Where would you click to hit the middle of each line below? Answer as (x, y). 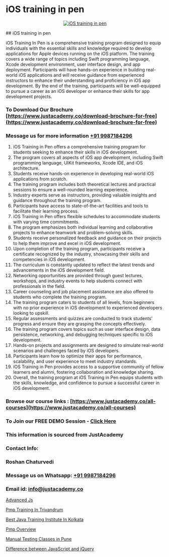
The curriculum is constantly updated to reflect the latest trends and (84, 265)
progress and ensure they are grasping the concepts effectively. (79, 324)
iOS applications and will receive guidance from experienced (81, 75)
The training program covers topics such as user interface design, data (87, 329)
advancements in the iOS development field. (59, 270)
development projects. (29, 96)
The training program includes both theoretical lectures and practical (84, 184)
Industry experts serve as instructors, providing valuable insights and (84, 195)
